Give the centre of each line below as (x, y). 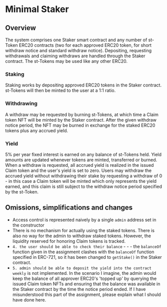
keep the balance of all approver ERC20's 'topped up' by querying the (84, 278)
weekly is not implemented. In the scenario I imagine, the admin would (84, 273)
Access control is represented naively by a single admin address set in (84, 220)
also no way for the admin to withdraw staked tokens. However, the (82, 236)
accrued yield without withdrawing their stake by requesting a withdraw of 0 (84, 176)
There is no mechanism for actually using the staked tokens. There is (83, 230)
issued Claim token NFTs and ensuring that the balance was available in (86, 284)
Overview (21, 28)
